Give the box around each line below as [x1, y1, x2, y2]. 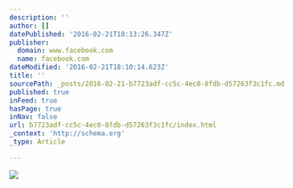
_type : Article [9, 137, 66, 146]
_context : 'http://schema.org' [9, 129, 126, 138]
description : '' [9, 12, 69, 22]
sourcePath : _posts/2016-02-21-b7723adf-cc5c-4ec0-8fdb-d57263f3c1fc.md [9, 79, 285, 88]
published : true [9, 87, 69, 96]
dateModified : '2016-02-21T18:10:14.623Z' [9, 63, 169, 72]
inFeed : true [9, 95, 58, 105]
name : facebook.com [17, 54, 90, 63]
